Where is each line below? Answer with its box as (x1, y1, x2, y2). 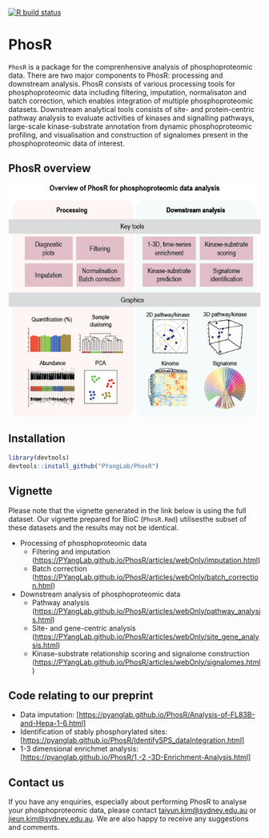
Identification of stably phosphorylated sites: (19, 727, 168, 736)
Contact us (8, 776, 65, 789)
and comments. (8, 823, 60, 832)
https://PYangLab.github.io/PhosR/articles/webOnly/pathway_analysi (34, 606, 261, 615)
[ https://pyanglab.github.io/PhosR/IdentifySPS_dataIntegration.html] (19, 736, 245, 745)
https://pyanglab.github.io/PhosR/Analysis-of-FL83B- (78, 710, 255, 720)
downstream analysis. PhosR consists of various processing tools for (8, 78, 236, 88)
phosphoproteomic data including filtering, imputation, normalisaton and (8, 87, 247, 97)
